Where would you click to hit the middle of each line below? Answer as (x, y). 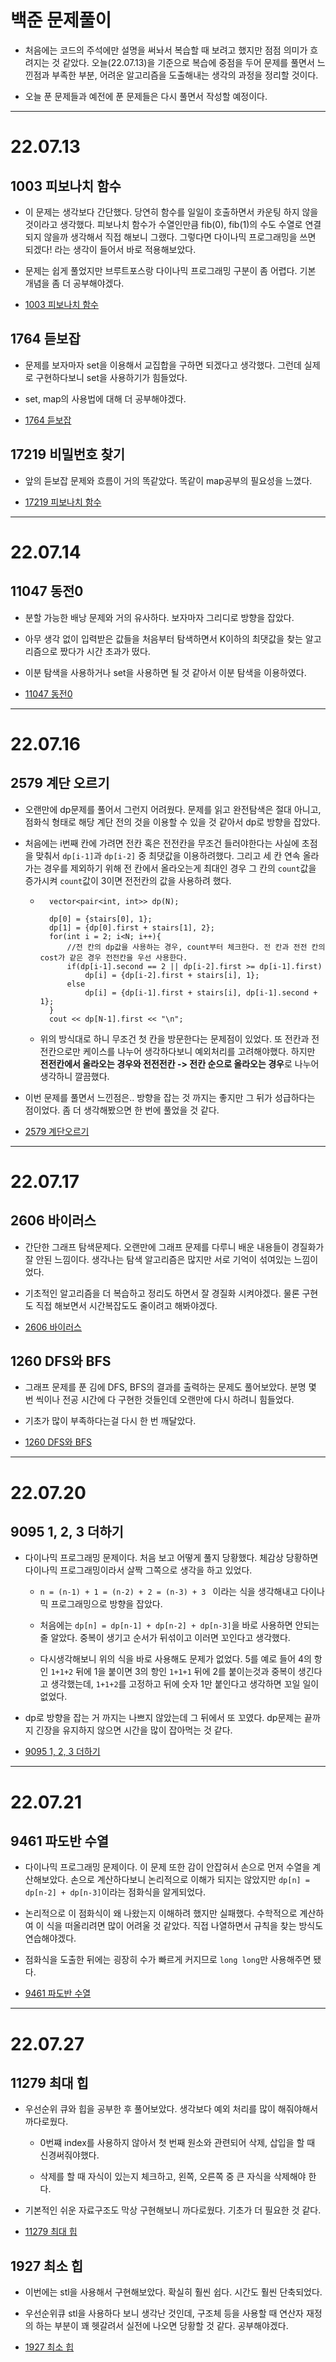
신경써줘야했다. (69, 2155)
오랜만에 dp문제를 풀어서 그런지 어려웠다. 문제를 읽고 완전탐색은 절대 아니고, (173, 809)
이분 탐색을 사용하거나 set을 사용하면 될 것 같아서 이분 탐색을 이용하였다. (165, 672)
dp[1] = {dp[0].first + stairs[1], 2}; (131, 927)
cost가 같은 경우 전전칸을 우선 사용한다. (113, 957)
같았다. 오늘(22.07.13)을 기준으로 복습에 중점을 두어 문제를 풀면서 (188, 62)
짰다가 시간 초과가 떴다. (105, 651)
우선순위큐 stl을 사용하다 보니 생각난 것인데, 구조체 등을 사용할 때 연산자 (164, 2313)
